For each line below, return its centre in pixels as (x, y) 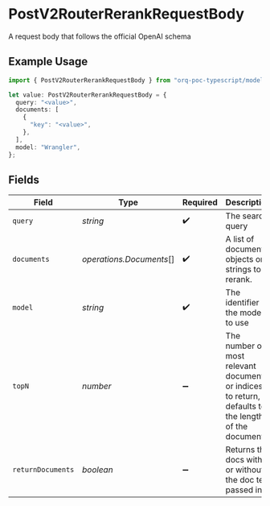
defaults (241, 406)
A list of (240, 239)
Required (200, 202)
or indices (244, 386)
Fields (24, 179)
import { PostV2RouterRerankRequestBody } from (90, 80)
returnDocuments (43, 470)
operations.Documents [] (128, 259)
